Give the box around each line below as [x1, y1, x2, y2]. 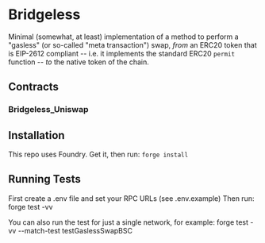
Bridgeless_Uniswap [8, 104, 89, 115]
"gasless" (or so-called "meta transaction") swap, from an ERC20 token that [8, 40, 258, 49]
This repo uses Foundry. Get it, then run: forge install [8, 149, 189, 160]
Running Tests [8, 172, 81, 186]
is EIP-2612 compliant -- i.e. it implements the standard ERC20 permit [8, 48, 236, 58]
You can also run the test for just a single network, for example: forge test [8, 217, 248, 227]
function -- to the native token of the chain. [8, 57, 149, 67]
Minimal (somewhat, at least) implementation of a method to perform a [8, 32, 240, 41]
